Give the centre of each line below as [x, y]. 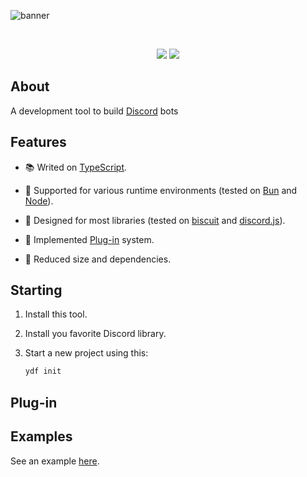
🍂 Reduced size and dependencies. [98, 259]
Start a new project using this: [86, 353]
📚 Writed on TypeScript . [76, 167]
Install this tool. [56, 314]
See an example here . [55, 461]
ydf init [43, 371]
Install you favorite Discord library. [95, 334]
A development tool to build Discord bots [94, 111]
